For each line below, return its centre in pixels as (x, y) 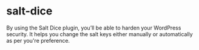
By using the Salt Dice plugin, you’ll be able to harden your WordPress (94, 28)
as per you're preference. (38, 40)
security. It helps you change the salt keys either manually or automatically (99, 34)
